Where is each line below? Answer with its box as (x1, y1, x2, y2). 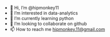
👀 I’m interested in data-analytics (9, 10, 78, 16)
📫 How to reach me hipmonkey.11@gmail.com (9, 26, 105, 32)
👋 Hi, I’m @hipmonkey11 (9, 5, 59, 10)
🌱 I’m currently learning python (9, 15, 74, 21)
